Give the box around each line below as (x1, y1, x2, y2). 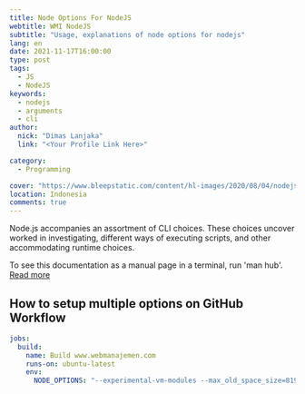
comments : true (9, 198, 67, 207)
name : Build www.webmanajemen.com (25, 350, 156, 360)
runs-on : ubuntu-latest (25, 360, 116, 369)
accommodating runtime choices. (9, 242, 135, 253)
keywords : (9, 89, 47, 98)
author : (9, 123, 39, 133)
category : (9, 156, 47, 165)
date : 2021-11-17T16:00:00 (9, 47, 112, 56)
